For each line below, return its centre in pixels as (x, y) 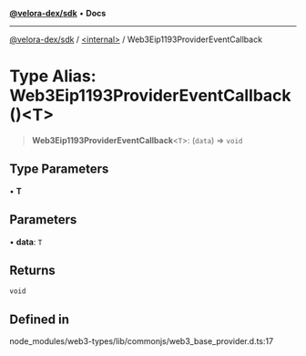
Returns (33, 270)
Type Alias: (53, 76)
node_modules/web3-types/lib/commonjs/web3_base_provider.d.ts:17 (142, 341)
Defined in (40, 319)
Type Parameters (59, 169)
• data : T (26, 242)
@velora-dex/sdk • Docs (58, 13)
